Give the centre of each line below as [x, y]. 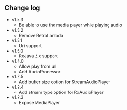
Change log [22, 8]
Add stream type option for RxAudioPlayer [61, 92]
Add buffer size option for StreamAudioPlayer [64, 82]
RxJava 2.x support [38, 56]
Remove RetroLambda [41, 35]
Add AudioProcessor [40, 71]
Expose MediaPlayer [39, 102]
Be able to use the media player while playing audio [70, 25]
